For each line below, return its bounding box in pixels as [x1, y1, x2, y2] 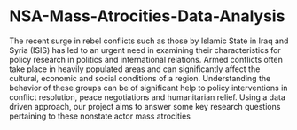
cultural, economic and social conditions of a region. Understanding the [9, 73, 271, 83]
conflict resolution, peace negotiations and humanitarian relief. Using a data [9, 91, 286, 103]
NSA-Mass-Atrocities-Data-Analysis [9, 6, 285, 27]
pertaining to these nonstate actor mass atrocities [9, 111, 191, 121]
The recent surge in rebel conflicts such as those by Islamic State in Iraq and [9, 35, 289, 46]
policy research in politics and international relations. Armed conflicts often [9, 54, 284, 65]
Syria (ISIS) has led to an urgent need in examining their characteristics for [9, 44, 281, 55]
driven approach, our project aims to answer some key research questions [9, 101, 281, 111]
